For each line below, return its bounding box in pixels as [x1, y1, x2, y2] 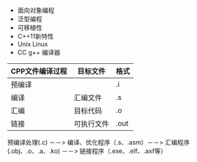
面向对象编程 [17, 6, 54, 14]
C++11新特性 [17, 32, 54, 40]
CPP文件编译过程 [10, 67, 68, 76]
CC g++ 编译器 [17, 48, 61, 56]
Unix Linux [17, 40, 48, 48]
